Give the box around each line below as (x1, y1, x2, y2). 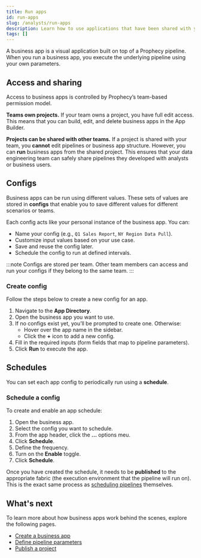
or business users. (6, 161, 52, 168)
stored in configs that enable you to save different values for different (6, 200, 178, 208)
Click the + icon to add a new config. (23, 333, 115, 340)
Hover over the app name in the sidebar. (23, 327, 123, 334)
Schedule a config (6, 393, 60, 401)
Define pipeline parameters (14, 538, 83, 545)
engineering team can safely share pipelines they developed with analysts (6, 154, 188, 161)
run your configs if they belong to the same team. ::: (6, 267, 135, 274)
